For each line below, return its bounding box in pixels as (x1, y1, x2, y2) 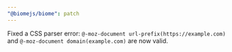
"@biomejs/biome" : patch (7, 10, 80, 17)
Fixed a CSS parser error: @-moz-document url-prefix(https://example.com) (7, 29, 226, 37)
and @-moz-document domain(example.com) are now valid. (7, 36, 168, 45)
